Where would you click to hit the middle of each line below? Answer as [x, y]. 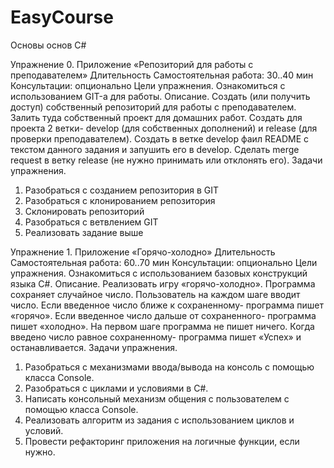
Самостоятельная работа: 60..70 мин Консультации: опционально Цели [164, 262]
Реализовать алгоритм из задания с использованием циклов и [159, 420]
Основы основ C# [48, 45]
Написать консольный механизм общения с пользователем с [157, 398]
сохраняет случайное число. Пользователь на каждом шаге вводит [155, 294]
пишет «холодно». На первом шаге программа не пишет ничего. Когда [162, 326]
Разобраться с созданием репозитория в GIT [122, 190]
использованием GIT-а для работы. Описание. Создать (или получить [160, 96]
